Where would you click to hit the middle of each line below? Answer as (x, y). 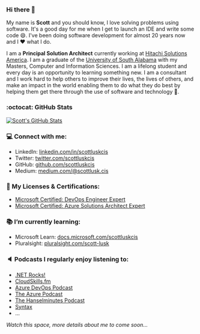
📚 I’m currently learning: (44, 222)
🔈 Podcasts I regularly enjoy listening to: (68, 260)
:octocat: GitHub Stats (40, 108)
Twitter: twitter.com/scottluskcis (55, 158)
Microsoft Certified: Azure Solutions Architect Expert (80, 206)
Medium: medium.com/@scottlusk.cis (62, 171)
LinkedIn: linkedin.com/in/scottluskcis (61, 151)
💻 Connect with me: (37, 136)
